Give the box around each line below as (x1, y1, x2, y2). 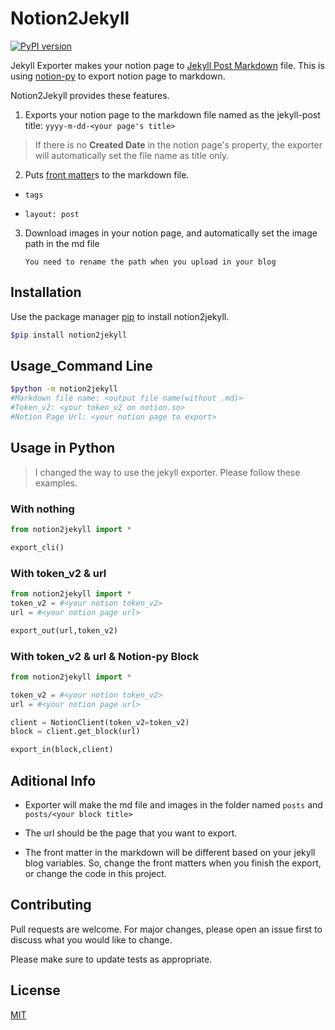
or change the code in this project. (24, 867, 167, 879)
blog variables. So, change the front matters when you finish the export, (24, 857, 322, 869)
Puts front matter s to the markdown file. (24, 168, 190, 181)
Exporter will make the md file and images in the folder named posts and (24, 798, 323, 811)
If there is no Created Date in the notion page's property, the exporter (34, 138, 323, 151)
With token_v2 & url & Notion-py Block (10, 649, 199, 663)
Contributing (10, 897, 92, 914)
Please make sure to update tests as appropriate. (10, 953, 213, 965)
